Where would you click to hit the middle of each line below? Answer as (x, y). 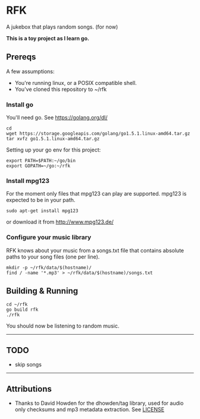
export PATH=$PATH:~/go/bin (41, 161)
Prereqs (21, 57)
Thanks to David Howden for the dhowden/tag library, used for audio (99, 403)
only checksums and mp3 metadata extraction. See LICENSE (90, 409)
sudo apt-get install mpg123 (42, 211)
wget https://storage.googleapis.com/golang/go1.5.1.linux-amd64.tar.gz (98, 134)
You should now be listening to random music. (63, 326)
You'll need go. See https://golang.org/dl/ (57, 118)
